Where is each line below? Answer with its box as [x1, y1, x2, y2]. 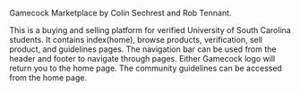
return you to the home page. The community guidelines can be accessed [9, 63, 282, 73]
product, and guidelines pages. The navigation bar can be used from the [9, 44, 277, 54]
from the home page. [9, 72, 88, 83]
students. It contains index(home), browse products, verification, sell [9, 35, 262, 45]
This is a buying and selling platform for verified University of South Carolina [9, 25, 291, 35]
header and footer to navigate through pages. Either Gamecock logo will [9, 54, 276, 63]
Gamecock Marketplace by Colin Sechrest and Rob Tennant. [9, 8, 232, 18]
